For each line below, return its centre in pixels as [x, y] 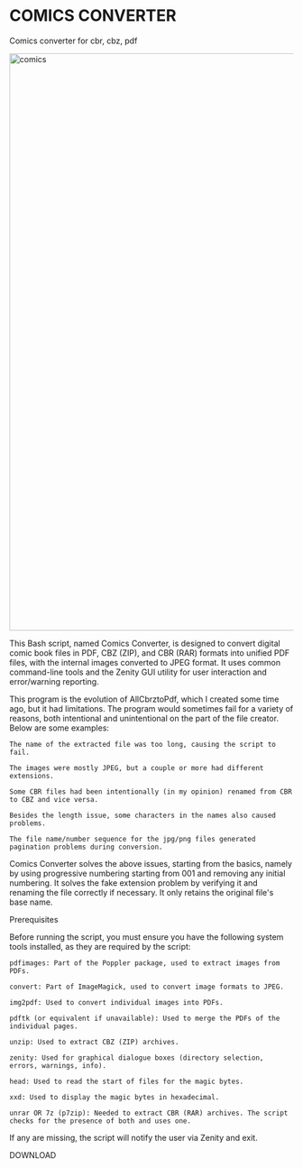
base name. [31, 902]
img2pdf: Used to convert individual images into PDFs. [116, 1002]
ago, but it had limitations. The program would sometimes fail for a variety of [151, 708]
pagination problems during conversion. [87, 847]
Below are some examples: [60, 728]
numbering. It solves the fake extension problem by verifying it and [134, 883]
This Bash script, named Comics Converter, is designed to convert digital [145, 643]
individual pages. [44, 1026]
